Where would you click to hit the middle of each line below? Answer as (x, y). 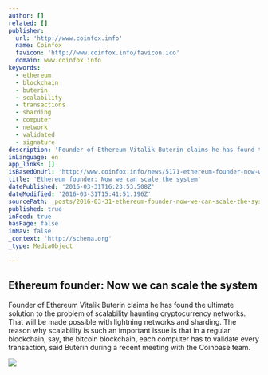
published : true (35, 209)
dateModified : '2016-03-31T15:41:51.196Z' (80, 194)
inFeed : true (30, 217)
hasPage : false (33, 224)
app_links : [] (32, 165)
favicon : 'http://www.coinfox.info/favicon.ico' (98, 53)
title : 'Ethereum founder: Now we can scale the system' (105, 180)
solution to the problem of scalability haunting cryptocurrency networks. (127, 313)
